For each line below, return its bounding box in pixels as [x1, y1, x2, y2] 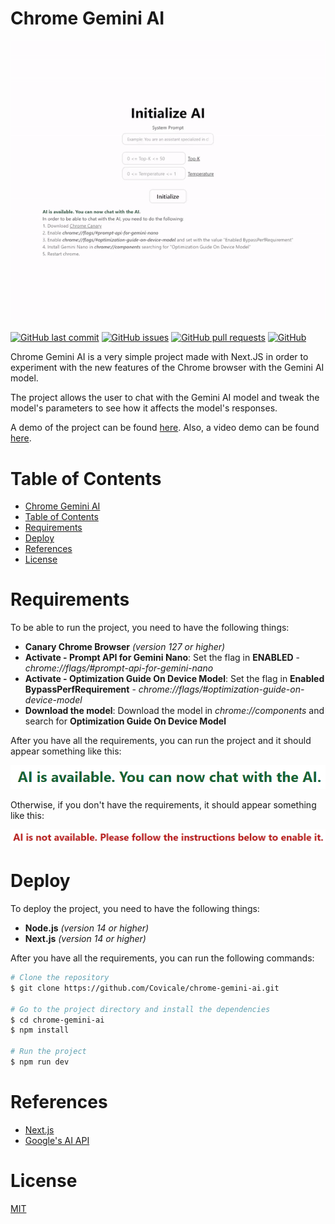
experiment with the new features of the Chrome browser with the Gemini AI [10, 362, 325, 374]
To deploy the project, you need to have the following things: [10, 903, 260, 915]
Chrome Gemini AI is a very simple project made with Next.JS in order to [10, 351, 309, 363]
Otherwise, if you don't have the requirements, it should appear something [10, 799, 317, 811]
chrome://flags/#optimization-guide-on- [138, 683, 305, 696]
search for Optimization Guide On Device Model [24, 715, 227, 727]
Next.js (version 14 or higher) [24, 933, 147, 945]
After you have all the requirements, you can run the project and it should [10, 735, 312, 747]
